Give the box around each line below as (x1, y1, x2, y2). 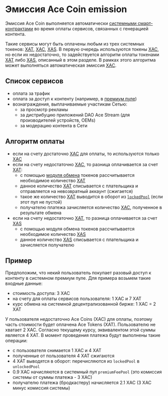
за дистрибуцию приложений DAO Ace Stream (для (20, 112, 130, 118)
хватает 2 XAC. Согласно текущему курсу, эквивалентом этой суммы (5, 327, 156, 333)
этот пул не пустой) (20, 199, 62, 205)
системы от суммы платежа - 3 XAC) (12, 374, 93, 380)
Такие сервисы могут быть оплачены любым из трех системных (5, 40, 145, 46)
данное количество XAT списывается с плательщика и (20, 183, 138, 189)
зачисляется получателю (20, 241, 74, 248)
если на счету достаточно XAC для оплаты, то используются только (12, 151, 159, 157)
